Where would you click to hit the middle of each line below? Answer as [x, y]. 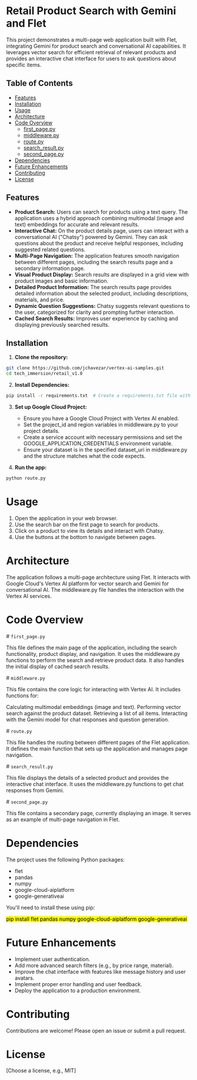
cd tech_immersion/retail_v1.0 [44, 374]
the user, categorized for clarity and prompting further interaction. [95, 312]
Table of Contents [40, 83]
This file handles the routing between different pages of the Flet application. [98, 742]
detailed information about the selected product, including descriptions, [101, 293]
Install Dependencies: [42, 385]
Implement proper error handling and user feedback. [78, 984]
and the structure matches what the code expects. [84, 456]
